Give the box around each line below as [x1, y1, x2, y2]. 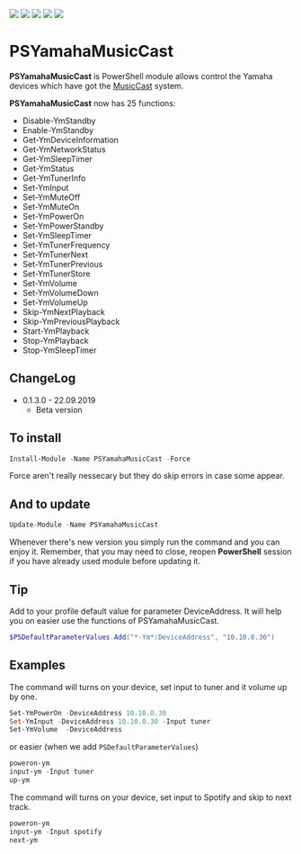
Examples [9, 658, 66, 673]
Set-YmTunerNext [22, 248, 88, 260]
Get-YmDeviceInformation [22, 134, 120, 145]
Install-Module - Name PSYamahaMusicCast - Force [9, 454, 191, 463]
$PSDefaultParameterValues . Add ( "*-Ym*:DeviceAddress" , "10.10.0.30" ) [9, 633, 276, 642]
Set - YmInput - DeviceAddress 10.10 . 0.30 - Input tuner [9, 716, 211, 726]
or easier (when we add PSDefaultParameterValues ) [9, 742, 199, 752]
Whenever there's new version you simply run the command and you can [9, 536, 280, 548]
